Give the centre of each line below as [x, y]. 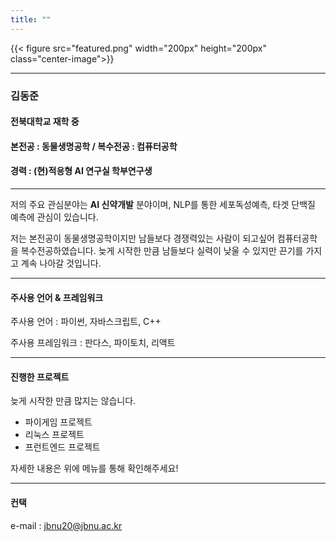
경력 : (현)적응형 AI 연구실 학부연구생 [81, 171]
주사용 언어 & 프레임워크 [57, 297]
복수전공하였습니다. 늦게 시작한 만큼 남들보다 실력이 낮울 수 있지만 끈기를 [162, 250]
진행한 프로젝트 [40, 377]
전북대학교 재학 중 [45, 122]
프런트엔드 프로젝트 [62, 447]
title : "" [31, 19]
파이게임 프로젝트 [58, 422]
